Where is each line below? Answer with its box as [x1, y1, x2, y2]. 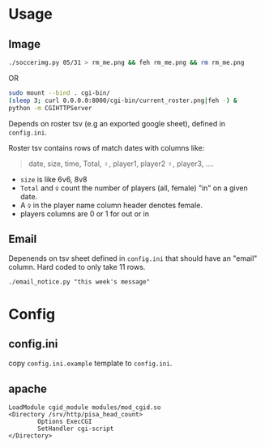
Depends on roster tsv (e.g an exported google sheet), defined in [8, 118, 225, 128]
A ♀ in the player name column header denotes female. [19, 200, 203, 210]
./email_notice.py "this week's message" [8, 278, 151, 286]
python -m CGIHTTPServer [8, 104, 92, 112]
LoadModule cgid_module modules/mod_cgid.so [8, 403, 161, 412]
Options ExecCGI [37, 418, 92, 426]
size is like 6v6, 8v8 [19, 174, 88, 184]
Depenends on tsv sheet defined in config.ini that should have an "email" [8, 254, 258, 263]
